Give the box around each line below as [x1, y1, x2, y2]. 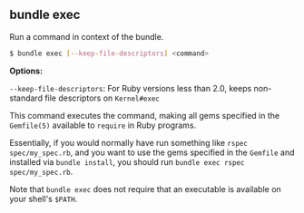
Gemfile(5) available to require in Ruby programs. [9, 120, 197, 131]
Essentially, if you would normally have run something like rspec [9, 137, 248, 148]
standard [9, 92, 44, 103]
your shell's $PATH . [9, 193, 78, 204]
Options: [9, 65, 44, 76]
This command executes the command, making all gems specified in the [9, 110, 279, 121]
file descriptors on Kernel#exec [44, 92, 161, 103]
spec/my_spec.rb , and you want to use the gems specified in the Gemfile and [9, 147, 295, 158]
